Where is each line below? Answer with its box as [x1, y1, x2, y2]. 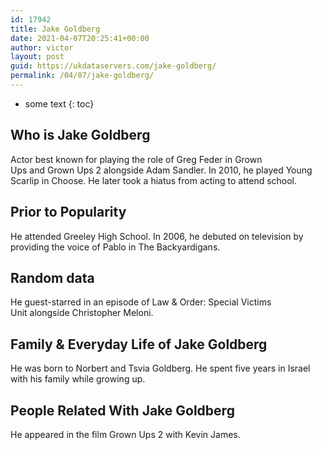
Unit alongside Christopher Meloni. [10, 307, 154, 319]
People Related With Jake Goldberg [10, 402, 235, 419]
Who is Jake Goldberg [10, 127, 151, 144]
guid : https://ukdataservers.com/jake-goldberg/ [10, 61, 217, 71]
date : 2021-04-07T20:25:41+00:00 [10, 33, 150, 43]
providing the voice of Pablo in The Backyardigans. [10, 241, 221, 253]
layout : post [10, 52, 65, 62]
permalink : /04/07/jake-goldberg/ [10, 71, 155, 81]
